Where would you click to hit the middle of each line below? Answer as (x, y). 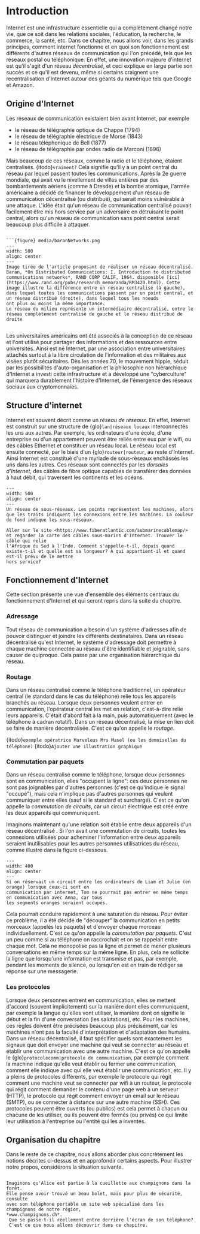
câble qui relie (26, 541)
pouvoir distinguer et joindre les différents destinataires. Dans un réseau (95, 636)
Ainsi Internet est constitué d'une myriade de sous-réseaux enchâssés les (97, 458)
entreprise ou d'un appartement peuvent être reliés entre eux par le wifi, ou (99, 439)
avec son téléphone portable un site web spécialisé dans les (85, 1204)
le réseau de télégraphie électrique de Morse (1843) (79, 136)
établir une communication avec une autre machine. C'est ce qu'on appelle (99, 1051)
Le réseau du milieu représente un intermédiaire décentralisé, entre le (100, 309)
